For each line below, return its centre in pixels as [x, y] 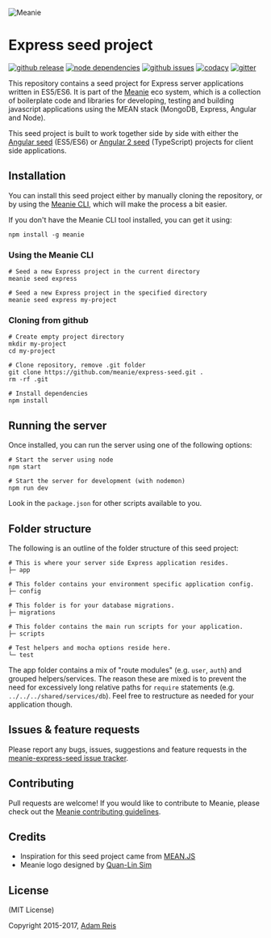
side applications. [38, 151]
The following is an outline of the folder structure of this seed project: [124, 548]
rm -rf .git [28, 380]
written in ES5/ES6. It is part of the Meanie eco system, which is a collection [135, 91]
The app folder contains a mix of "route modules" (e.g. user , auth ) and [125, 670]
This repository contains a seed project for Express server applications [126, 83]
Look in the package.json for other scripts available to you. [105, 503]
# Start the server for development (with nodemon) [97, 482]
